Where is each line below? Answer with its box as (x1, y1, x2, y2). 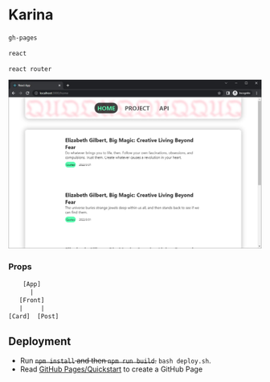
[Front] (18, 297, 45, 305)
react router (8, 64, 52, 73)
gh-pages (8, 34, 38, 42)
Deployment (8, 334, 72, 348)
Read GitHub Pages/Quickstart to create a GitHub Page (19, 364, 203, 374)
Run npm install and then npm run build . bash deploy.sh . (19, 356, 211, 366)
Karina (8, 6, 54, 24)
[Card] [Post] (8, 313, 59, 321)
